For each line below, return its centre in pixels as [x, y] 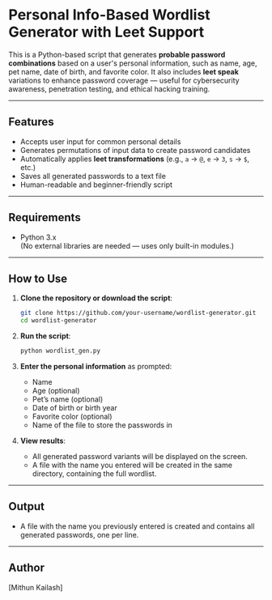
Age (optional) [56, 391]
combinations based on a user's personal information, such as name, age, [133, 63]
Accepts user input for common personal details [100, 141]
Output [26, 506]
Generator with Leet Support [106, 32]
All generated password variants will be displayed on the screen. [140, 456]
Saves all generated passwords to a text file [93, 176]
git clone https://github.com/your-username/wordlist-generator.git [138, 313]
